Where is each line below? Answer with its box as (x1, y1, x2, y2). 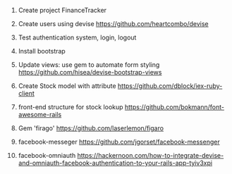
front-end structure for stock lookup (18, 103, 123, 111)
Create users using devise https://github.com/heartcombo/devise (18, 20, 209, 27)
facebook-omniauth (18, 151, 76, 159)
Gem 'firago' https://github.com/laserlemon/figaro (18, 124, 164, 132)
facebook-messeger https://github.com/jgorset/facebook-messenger (18, 137, 221, 146)
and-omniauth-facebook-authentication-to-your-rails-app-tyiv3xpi (18, 159, 213, 167)
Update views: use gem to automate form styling (18, 61, 160, 69)
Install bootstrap (18, 47, 66, 55)
